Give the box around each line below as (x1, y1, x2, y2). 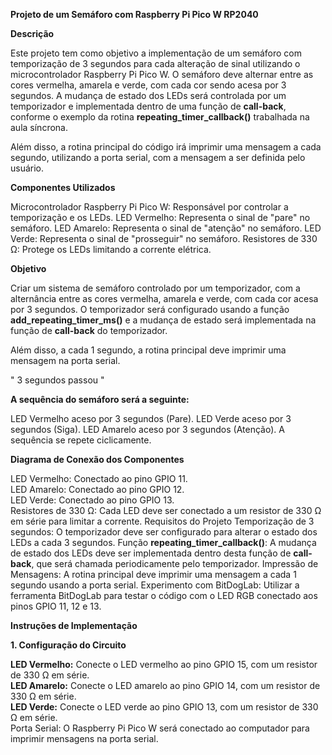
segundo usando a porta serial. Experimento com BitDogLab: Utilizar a (10, 579, 300, 591)
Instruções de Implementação (10, 620, 138, 631)
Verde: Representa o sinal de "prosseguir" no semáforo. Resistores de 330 (10, 233, 318, 244)
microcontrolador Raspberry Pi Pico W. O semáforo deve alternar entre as (10, 69, 314, 80)
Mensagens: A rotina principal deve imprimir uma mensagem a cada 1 (10, 569, 297, 580)
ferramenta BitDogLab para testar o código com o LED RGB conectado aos (10, 590, 318, 601)
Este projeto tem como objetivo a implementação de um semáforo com (10, 47, 303, 59)
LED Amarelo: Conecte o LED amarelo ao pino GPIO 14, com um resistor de (10, 680, 321, 691)
